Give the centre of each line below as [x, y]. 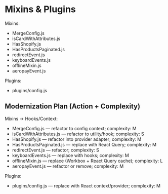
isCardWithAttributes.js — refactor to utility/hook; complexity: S [78, 134]
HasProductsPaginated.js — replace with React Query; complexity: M [84, 144]
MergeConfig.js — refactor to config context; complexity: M [74, 128]
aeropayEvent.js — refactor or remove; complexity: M [68, 166]
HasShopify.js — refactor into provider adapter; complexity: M [77, 139]
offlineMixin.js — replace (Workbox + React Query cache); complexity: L [87, 161]
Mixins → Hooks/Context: [31, 119]
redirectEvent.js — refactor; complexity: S [55, 150]
